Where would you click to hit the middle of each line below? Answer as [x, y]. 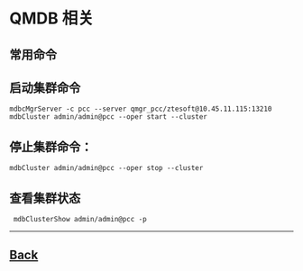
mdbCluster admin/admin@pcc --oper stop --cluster [106, 168]
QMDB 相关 [52, 18]
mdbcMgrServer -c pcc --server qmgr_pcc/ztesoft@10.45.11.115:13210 [141, 109]
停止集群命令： [51, 146]
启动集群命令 [45, 88]
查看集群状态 [45, 198]
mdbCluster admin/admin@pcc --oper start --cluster [108, 117]
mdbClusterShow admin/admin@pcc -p [80, 220]
